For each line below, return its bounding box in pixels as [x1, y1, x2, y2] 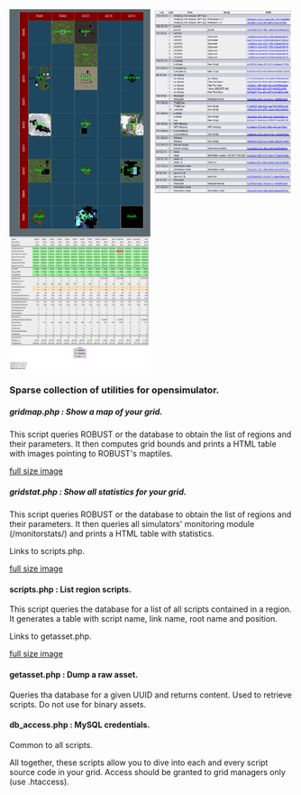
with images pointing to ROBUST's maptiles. [9, 448, 173, 459]
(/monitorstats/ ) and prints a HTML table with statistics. [9, 528, 214, 540]
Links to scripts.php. [9, 546, 86, 557]
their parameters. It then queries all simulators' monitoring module [9, 519, 255, 530]
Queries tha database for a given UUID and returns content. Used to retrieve [9, 689, 293, 700]
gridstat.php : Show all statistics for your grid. [9, 486, 187, 497]
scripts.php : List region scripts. [9, 584, 132, 595]
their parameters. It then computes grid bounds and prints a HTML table [9, 439, 277, 449]
